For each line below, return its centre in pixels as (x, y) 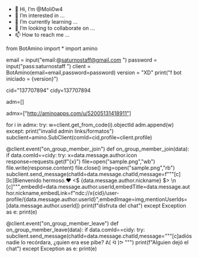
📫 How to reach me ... (42, 35)
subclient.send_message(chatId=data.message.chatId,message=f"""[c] (94, 174)
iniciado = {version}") (32, 79)
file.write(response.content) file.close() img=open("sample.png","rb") (91, 168)
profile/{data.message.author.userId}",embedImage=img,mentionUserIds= (97, 199)
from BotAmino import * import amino (52, 48)
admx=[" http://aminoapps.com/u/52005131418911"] (69, 113)
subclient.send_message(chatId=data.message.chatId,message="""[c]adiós (99, 236)
